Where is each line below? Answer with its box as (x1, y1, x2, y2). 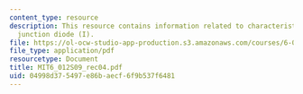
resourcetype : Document (9, 55, 99, 64)
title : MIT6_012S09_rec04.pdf (9, 64, 124, 73)
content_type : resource (9, 13, 99, 22)
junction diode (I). (17, 30, 95, 38)
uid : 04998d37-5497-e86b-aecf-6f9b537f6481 (9, 72, 176, 81)
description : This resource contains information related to (9, 21, 244, 30)
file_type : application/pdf (9, 47, 115, 56)
